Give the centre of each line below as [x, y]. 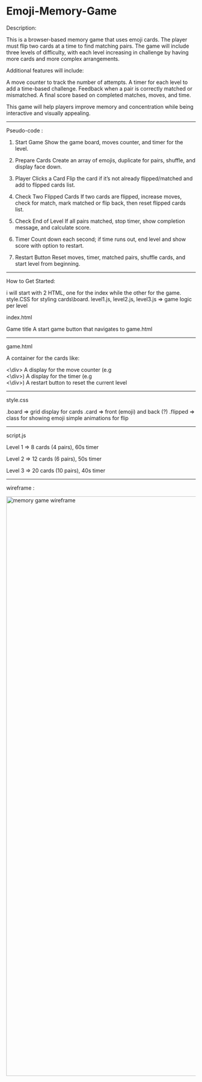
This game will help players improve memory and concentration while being [100, 106]
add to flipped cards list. [45, 185]
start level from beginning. [47, 263]
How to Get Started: [31, 281]
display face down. [38, 167]
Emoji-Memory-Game [62, 11]
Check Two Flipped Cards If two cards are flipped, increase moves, [98, 196]
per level [17, 306]
